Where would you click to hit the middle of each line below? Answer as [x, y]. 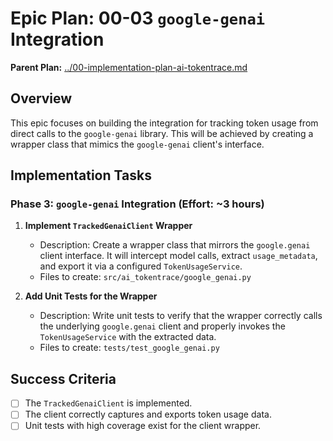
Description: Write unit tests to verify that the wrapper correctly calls [181, 316]
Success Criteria [63, 378]
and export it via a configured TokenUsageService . [141, 266]
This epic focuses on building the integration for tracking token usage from [164, 123]
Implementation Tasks [81, 175]
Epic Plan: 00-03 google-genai [138, 18]
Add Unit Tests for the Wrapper [91, 296]
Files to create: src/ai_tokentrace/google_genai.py [145, 277]
